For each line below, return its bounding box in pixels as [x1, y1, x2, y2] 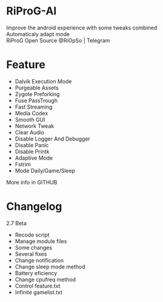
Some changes [14, 244, 53, 251]
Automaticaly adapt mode [6, 30, 70, 37]
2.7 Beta [6, 219, 27, 226]
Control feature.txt [14, 282, 61, 289]
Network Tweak [14, 122, 55, 130]
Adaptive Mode [14, 154, 53, 162]
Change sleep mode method [14, 263, 86, 270]
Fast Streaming [14, 103, 53, 110]
